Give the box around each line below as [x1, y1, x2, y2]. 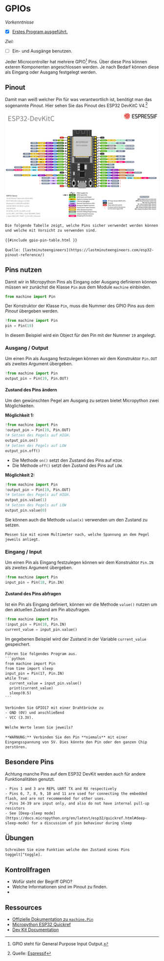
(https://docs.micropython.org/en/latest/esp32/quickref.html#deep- [5, 815, 147, 821]
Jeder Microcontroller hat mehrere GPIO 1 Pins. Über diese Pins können [5, 58, 147, 64]
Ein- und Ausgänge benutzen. [12, 48, 72, 54]
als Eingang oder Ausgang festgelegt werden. [5, 69, 97, 75]
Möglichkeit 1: [5, 413, 34, 418]
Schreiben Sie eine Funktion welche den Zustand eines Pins [5, 847, 130, 853]
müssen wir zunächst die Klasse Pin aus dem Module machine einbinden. [5, 284, 151, 290]
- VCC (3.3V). [5, 715, 34, 720]
